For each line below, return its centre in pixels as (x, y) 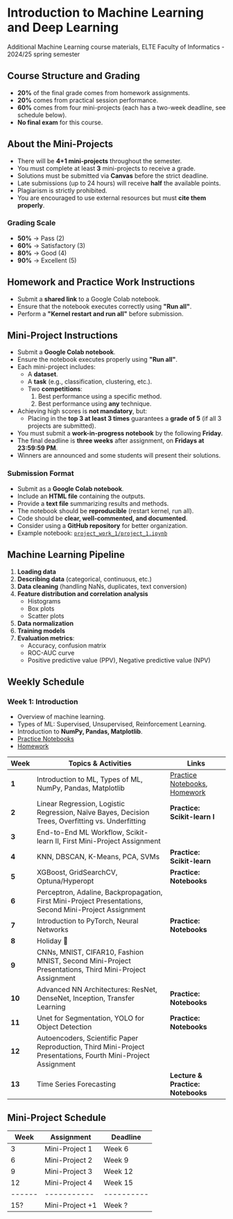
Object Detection (64, 1027)
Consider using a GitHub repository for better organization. (102, 525)
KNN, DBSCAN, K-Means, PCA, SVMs (98, 857)
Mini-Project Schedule (57, 1117)
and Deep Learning (63, 27)
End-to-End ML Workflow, (81, 833)
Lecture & (186, 1076)
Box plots (41, 608)
